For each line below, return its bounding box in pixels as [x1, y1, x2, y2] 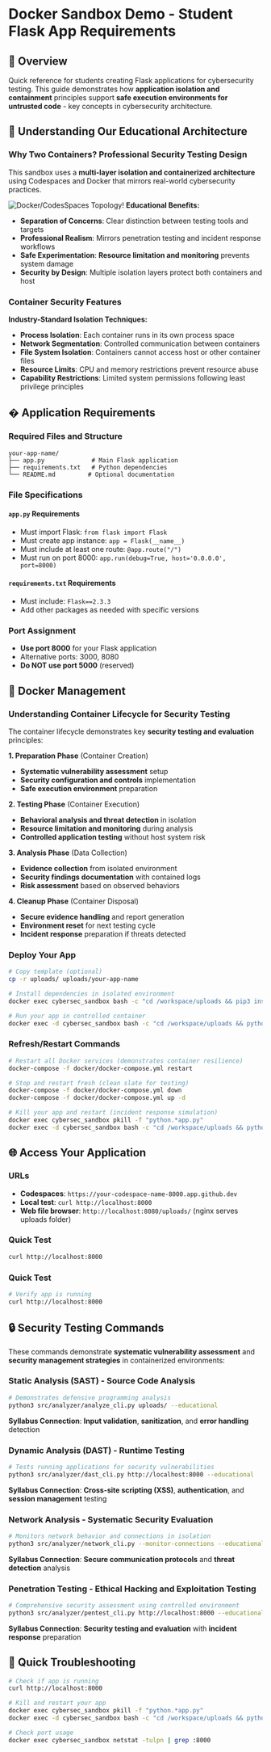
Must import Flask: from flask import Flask [19, 527, 168, 537]
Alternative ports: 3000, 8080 [19, 652, 119, 662]
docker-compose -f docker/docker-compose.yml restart [8, 1064, 194, 1072]
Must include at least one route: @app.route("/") [19, 544, 181, 554]
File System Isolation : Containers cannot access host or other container [19, 347, 261, 356]
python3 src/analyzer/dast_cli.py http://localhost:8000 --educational [8, 1470, 254, 1479]
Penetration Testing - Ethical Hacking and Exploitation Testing [8, 1583, 256, 1594]
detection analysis [8, 1563, 71, 1573]
